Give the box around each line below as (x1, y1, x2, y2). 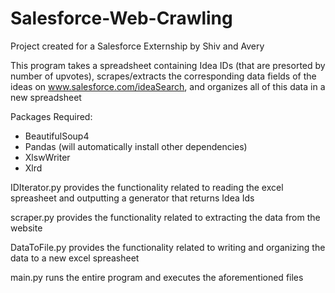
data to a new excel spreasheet (10, 252, 140, 264)
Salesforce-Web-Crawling (10, 7, 233, 30)
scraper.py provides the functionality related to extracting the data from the (10, 211, 321, 223)
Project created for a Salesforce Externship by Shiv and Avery (10, 40, 265, 52)
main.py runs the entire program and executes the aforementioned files (10, 271, 304, 283)
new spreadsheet (10, 91, 82, 103)
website (10, 222, 43, 234)
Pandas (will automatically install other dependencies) (24, 140, 248, 152)
